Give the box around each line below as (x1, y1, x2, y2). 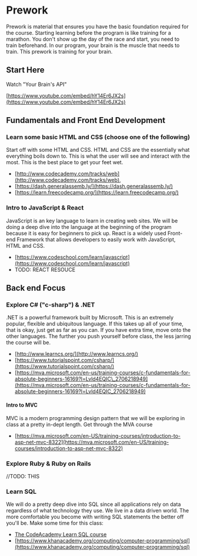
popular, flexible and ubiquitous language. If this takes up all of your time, (6, 320, 184, 327)
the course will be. (6, 339, 51, 346)
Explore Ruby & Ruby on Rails (6, 460, 91, 468)
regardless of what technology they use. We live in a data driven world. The (6, 507, 189, 514)
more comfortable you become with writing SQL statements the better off (6, 513, 184, 521)
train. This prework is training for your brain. (6, 48, 113, 55)
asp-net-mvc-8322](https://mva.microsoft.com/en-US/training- (14, 438, 169, 445)
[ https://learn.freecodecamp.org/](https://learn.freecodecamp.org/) (14, 189, 179, 196)
